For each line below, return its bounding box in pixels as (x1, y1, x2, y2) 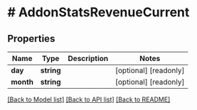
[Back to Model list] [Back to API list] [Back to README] (7, 95, 171, 104)
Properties (7, 33, 55, 45)
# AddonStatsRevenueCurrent (7, 4, 190, 21)
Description (68, 54, 109, 63)
